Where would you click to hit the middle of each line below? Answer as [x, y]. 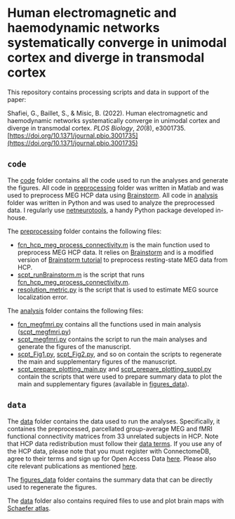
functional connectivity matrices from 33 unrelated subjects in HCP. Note [113, 436]
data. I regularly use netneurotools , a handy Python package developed [110, 210]
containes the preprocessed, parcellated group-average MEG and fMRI [110, 428]
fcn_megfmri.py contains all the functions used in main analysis [109, 324]
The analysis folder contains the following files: [75, 310]
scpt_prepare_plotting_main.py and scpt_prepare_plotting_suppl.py [114, 369]
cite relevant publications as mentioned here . [72, 466]
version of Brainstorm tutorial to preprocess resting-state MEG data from [122, 259]
